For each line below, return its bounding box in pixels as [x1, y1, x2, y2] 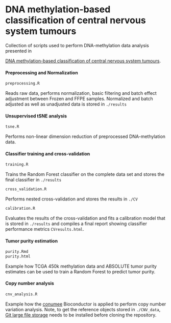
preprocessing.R [5, 81, 40, 86]
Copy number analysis [5, 280, 55, 287]
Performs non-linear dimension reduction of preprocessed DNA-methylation [5, 133, 166, 139]
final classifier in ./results [5, 177, 62, 183]
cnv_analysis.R [5, 292, 38, 297]
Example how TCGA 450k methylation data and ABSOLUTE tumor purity [5, 263, 157, 269]
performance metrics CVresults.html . [5, 226, 84, 232]
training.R [5, 162, 29, 167]
